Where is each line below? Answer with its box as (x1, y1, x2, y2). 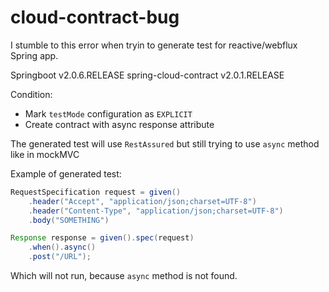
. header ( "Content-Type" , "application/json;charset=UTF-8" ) (28, 206, 284, 216)
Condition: (10, 88, 53, 100)
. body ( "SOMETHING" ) (28, 215, 110, 225)
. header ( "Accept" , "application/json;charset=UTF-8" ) (28, 196, 257, 206)
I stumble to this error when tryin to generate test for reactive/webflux (10, 39, 298, 51)
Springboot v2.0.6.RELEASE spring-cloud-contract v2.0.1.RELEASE (10, 69, 285, 81)
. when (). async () (28, 242, 97, 253)
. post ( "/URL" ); (28, 252, 92, 262)
